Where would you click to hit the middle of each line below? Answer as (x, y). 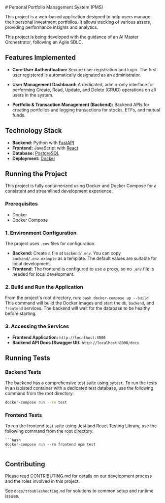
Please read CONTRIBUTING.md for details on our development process (79, 476)
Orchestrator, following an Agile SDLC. (44, 42)
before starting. (21, 313)
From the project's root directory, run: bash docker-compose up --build (77, 298)
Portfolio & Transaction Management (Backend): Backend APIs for (81, 104)
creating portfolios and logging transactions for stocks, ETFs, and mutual (86, 110)
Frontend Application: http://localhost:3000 (59, 337)
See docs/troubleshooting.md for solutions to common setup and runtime (79, 491)
